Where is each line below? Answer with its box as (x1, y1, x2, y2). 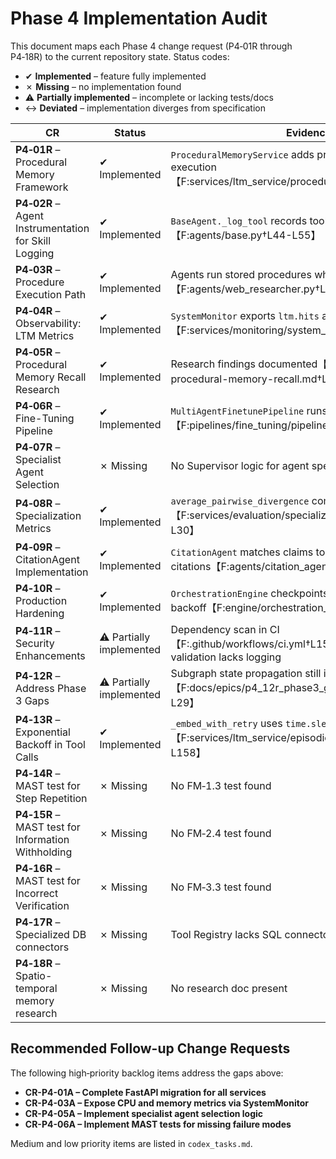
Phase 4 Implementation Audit (10, 7, 268, 30)
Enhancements (15, 648, 86, 662)
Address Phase (15, 681, 87, 695)
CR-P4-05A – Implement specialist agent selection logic (24, 1107, 264, 1119)
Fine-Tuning (15, 411, 75, 425)
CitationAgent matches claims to (170, 545, 326, 559)
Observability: (15, 316, 82, 330)
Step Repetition (15, 791, 88, 805)
